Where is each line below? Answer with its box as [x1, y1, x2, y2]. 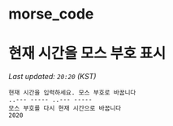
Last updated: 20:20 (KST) [8, 72, 97, 82]
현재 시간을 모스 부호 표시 [8, 44, 167, 63]
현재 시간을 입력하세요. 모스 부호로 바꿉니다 [8, 89, 136, 97]
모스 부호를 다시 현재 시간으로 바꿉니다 [8, 104, 122, 113]
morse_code [8, 5, 94, 23]
